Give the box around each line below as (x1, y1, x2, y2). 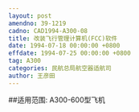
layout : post (8, 11, 52, 20)
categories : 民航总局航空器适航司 (8, 64, 112, 73)
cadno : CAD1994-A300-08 (8, 27, 88, 35)
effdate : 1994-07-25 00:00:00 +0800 (8, 49, 131, 57)
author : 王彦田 (8, 72, 55, 80)
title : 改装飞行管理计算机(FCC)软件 (8, 34, 118, 43)
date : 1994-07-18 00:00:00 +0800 (8, 42, 121, 50)
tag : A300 (8, 57, 42, 65)
